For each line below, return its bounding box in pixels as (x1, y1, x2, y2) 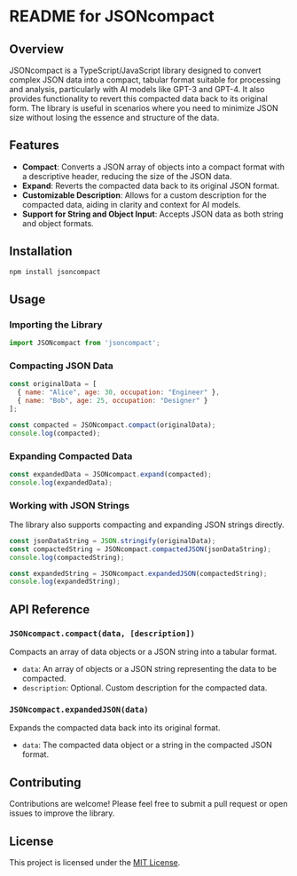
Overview (9, 42, 65, 57)
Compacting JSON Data (9, 359, 113, 372)
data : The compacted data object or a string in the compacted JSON (21, 739, 273, 751)
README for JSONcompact (9, 6, 215, 27)
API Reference (9, 602, 90, 617)
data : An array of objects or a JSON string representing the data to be (21, 664, 277, 675)
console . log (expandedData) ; (9, 477, 113, 487)
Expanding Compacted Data (9, 450, 133, 462)
